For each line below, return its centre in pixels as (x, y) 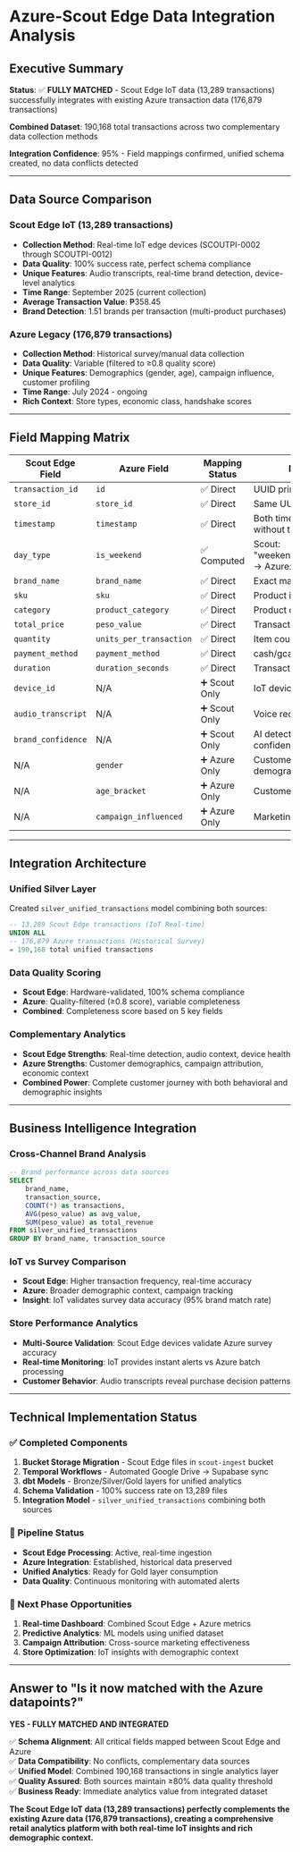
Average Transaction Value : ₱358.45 (92, 301)
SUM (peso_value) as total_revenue (89, 1222)
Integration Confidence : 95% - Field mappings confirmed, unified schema (147, 153)
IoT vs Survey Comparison (68, 1262)
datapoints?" (46, 1702)
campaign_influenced (139, 816)
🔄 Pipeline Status (47, 1533)
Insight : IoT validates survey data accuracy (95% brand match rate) (147, 1300)
